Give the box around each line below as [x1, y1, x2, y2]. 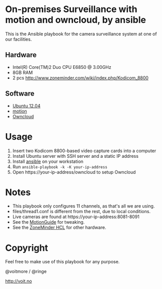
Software [5, 89, 35, 98]
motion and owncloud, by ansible [5, 14, 146, 26]
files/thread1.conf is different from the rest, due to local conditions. [12, 209, 151, 215]
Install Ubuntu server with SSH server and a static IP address [12, 153, 139, 159]
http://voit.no [5, 278, 32, 284]
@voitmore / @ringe [5, 268, 47, 274]
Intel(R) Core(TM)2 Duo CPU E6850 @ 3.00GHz [12, 64, 111, 70]
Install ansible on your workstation [12, 158, 84, 164]
